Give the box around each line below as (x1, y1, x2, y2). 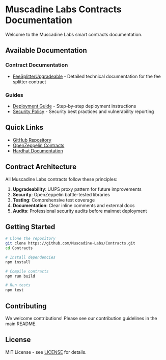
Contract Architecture (5, 163, 77, 171)
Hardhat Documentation (12, 147, 63, 154)
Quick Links (5, 123, 44, 132)
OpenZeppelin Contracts (12, 142, 65, 148)
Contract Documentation (5, 61, 68, 69)
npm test (5, 287, 24, 292)
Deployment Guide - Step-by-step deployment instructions (12, 103, 136, 109)
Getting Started (5, 222, 56, 231)
